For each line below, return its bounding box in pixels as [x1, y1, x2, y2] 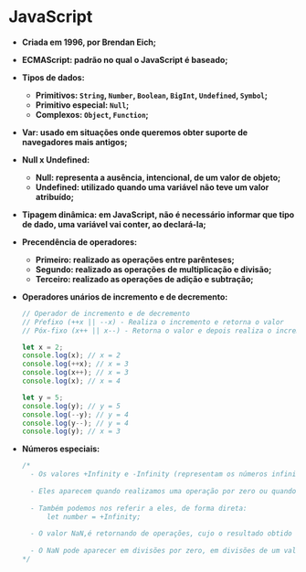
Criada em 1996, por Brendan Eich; [21, 37, 157, 48]
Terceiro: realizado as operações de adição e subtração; [35, 273, 254, 284]
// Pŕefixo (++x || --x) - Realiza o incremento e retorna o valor [21, 317, 284, 326]
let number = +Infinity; [46, 512, 142, 522]
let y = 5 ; [21, 393, 64, 402]
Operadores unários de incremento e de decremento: [21, 291, 228, 302]
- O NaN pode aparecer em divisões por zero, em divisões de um [30, 546, 280, 556]
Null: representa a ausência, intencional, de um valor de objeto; [35, 172, 281, 183]
